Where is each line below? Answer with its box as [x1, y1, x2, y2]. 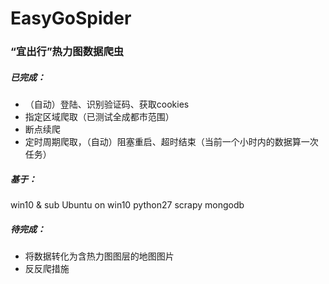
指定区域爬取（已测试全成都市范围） [24, 111, 175, 123]
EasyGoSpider [10, 7, 132, 30]
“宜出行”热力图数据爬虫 [10, 45, 125, 59]
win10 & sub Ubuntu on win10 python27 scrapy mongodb [10, 199, 245, 211]
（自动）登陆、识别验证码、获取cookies [24, 98, 190, 111]
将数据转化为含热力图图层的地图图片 [24, 250, 175, 262]
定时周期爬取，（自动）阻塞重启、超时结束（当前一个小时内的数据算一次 [24, 136, 319, 148]
